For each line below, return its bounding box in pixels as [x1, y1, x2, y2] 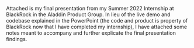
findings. [6, 36, 27, 42]
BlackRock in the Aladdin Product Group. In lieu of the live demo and [6, 11, 171, 18]
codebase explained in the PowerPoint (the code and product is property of [6, 17, 188, 24]
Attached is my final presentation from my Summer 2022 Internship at [6, 5, 174, 12]
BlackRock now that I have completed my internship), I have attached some [6, 23, 188, 30]
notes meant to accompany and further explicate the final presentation [6, 29, 176, 36]
